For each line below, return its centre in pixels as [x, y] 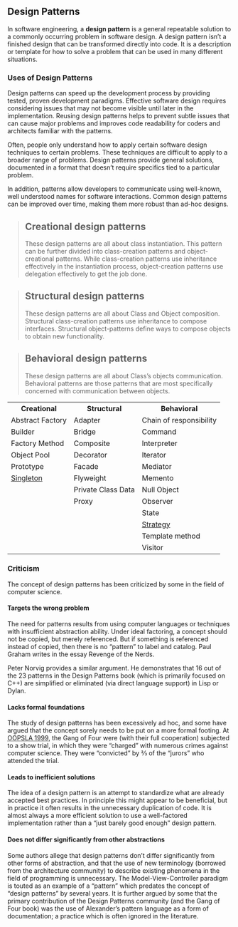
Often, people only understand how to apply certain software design [107, 145]
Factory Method [38, 443]
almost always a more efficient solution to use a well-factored [98, 816]
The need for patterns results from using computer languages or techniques [119, 624]
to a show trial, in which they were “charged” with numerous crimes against [118, 746]
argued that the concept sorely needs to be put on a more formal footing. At [118, 730]
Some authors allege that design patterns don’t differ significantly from [111, 855]
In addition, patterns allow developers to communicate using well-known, [114, 189]
